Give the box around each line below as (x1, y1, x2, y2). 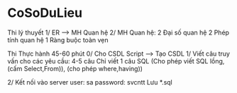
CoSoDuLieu (7, 5, 83, 21)
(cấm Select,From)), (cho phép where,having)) (7, 64, 143, 73)
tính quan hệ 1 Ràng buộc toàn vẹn (7, 35, 109, 44)
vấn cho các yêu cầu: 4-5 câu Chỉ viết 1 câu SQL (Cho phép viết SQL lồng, (7, 56, 225, 65)
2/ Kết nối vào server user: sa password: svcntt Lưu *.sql (7, 77, 172, 86)
